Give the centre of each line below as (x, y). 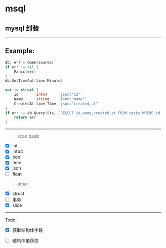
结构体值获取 (25, 241)
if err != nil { (22, 67)
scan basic (28, 136)
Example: (20, 51)
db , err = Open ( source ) (30, 62)
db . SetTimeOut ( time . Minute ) (34, 81)
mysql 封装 (22, 28)
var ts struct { (22, 90)
